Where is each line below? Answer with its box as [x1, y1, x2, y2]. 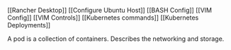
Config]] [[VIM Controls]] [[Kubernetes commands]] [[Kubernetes [7, 13, 199, 22]
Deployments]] [7, 21, 51, 29]
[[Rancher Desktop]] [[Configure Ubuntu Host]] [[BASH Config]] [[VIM [7, 6, 213, 14]
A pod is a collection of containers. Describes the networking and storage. [7, 35, 225, 43]
